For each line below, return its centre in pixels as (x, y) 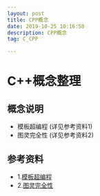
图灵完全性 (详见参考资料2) (56, 135)
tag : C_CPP (23, 39)
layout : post (26, 13)
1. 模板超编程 (34, 177)
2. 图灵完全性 (35, 185)
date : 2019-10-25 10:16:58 (46, 26)
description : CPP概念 (37, 33)
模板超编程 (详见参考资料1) (55, 127)
